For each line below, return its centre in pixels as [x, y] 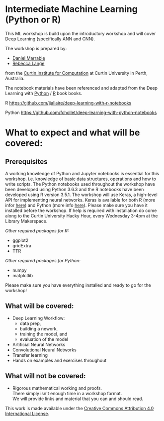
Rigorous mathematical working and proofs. [57, 388]
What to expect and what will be [73, 133]
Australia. [15, 78]
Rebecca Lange [28, 63]
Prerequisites [26, 161]
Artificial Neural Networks [39, 344]
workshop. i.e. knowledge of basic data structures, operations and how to [81, 179]
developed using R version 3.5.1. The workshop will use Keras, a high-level [81, 195]
